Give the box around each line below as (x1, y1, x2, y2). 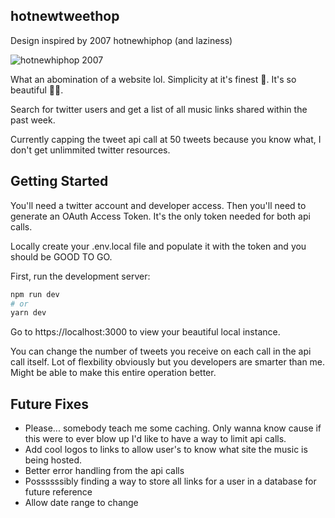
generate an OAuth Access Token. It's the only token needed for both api (10, 210, 311, 222)
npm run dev (10, 289, 60, 299)
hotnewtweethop (10, 8, 120, 25)
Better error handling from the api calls (24, 465, 185, 477)
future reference (24, 486, 93, 498)
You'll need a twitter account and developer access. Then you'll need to (10, 199, 307, 211)
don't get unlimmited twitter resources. (10, 144, 171, 156)
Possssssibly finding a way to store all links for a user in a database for (24, 475, 317, 488)
